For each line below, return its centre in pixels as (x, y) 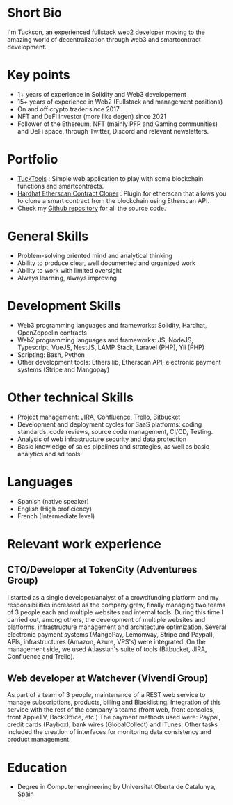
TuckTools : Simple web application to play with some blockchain (110, 178)
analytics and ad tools (49, 454)
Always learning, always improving (67, 278)
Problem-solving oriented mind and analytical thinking (95, 255)
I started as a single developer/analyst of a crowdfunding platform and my (113, 597)
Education (37, 767)
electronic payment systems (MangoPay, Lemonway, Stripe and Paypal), (111, 634)
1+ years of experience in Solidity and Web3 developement (102, 94)
